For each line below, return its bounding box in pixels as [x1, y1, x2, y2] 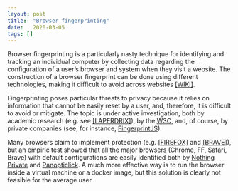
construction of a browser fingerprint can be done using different [7, 73, 198, 81]
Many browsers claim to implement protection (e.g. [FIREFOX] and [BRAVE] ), [7, 138, 232, 147]
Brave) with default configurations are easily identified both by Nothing [7, 153, 215, 162]
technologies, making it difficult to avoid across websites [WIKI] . [7, 80, 195, 89]
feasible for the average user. [7, 176, 94, 185]
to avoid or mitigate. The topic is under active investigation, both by [7, 109, 205, 118]
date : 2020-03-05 [7, 24, 65, 31]
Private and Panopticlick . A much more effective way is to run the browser [7, 161, 225, 170]
